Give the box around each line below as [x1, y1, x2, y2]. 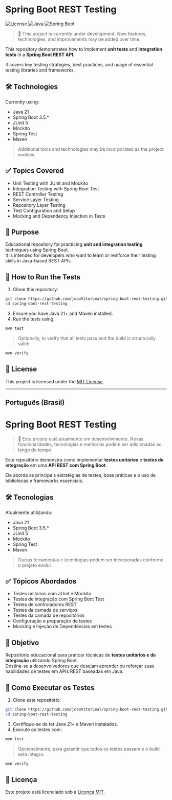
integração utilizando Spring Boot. [5, 657, 78, 664]
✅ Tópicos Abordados [5, 577, 77, 586]
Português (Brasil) [5, 398, 65, 407]
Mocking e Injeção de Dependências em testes [12, 624, 112, 630]
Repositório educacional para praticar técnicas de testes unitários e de [5, 652, 156, 658]
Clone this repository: [12, 287, 58, 293]
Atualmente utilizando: [5, 509, 53, 515]
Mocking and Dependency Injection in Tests [12, 212, 106, 219]
